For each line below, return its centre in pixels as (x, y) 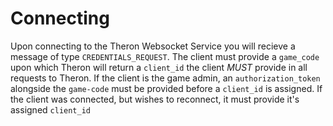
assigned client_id (50, 109)
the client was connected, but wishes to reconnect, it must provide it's (155, 99)
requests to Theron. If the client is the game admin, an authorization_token (165, 78)
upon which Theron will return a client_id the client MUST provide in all (159, 67)
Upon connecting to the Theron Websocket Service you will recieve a (153, 46)
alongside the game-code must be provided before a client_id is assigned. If (166, 88)
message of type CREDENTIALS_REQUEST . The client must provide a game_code (165, 56)
